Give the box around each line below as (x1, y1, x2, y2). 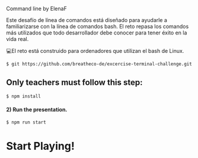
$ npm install (6, 93, 41, 99)
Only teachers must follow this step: (6, 77, 143, 88)
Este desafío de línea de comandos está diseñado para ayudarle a (6, 17, 168, 23)
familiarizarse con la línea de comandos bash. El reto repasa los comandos (6, 23, 189, 30)
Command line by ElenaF (6, 5, 67, 12)
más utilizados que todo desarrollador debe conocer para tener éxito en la (6, 29, 187, 36)
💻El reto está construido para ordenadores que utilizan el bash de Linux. (6, 48, 184, 54)
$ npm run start (6, 119, 46, 125)
